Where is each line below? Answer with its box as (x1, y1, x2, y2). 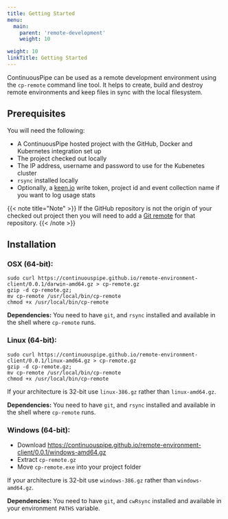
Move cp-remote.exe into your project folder (16, 463, 141, 471)
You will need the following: (7, 126, 85, 134)
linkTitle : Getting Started (7, 54, 88, 62)
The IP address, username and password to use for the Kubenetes (16, 161, 205, 169)
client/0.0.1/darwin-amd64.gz (7, 281, 94, 288)
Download (16, 441, 47, 449)
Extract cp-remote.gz (16, 455, 77, 463)
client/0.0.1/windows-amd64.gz (16, 448, 106, 456)
